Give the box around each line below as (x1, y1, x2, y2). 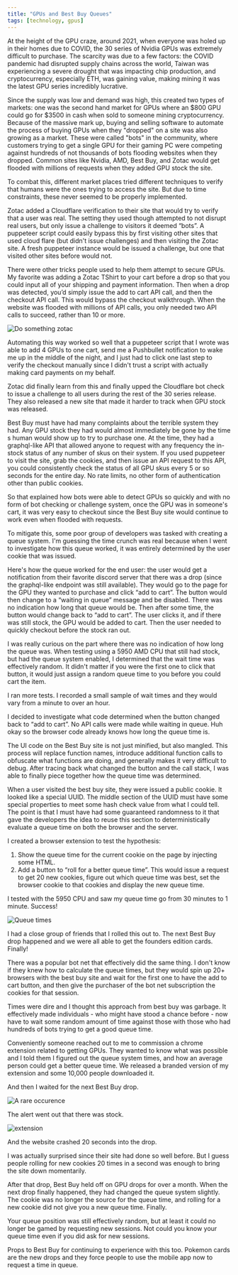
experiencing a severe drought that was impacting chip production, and (7, 67, 216, 75)
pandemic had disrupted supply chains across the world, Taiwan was (7, 59, 210, 67)
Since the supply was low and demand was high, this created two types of (7, 95, 225, 104)
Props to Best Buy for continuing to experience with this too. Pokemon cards (7, 1245, 230, 1254)
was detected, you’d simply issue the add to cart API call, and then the (7, 288, 212, 296)
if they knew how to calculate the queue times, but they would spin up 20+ (7, 965, 225, 974)
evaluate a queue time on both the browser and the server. (7, 823, 178, 831)
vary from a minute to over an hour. (7, 698, 110, 707)
